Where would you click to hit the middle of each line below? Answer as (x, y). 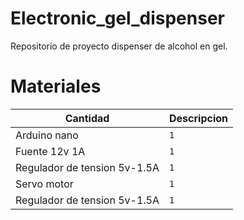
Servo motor (44, 184)
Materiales (56, 86)
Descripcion (199, 118)
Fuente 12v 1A (50, 151)
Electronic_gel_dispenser (117, 18)
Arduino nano (47, 135)
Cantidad (87, 118)
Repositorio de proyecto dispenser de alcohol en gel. (119, 46)
